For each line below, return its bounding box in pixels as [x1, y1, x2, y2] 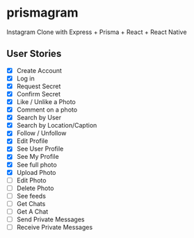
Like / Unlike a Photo [16, 98, 76, 105]
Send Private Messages [16, 215, 85, 223]
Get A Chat [16, 207, 49, 216]
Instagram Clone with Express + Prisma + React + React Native [6, 28, 187, 36]
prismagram [6, 5, 79, 21]
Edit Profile [16, 137, 49, 145]
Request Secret [16, 82, 61, 90]
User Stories [6, 48, 62, 60]
